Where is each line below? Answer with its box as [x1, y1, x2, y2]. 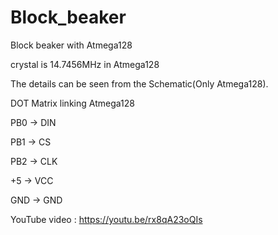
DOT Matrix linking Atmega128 [10, 97, 135, 109]
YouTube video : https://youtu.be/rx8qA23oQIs [10, 213, 203, 225]
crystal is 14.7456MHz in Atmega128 [10, 58, 160, 70]
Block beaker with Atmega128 [10, 39, 133, 51]
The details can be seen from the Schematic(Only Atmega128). [10, 77, 269, 90]
